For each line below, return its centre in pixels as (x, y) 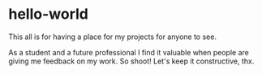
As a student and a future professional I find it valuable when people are (129, 52)
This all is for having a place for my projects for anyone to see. (113, 37)
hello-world (49, 14)
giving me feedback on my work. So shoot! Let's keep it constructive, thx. (131, 61)
